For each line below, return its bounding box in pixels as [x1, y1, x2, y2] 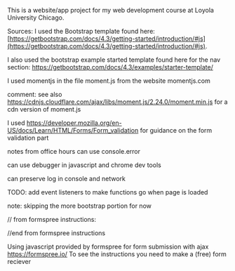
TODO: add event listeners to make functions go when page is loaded [7, 188, 208, 196]
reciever [7, 258, 32, 265]
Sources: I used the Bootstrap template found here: [7, 27, 156, 35]
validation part [7, 133, 49, 142]
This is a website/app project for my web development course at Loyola [7, 6, 214, 14]
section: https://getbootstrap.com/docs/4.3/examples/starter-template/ [7, 63, 214, 71]
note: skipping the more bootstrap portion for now [7, 201, 152, 210]
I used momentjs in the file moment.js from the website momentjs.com [7, 77, 210, 85]
